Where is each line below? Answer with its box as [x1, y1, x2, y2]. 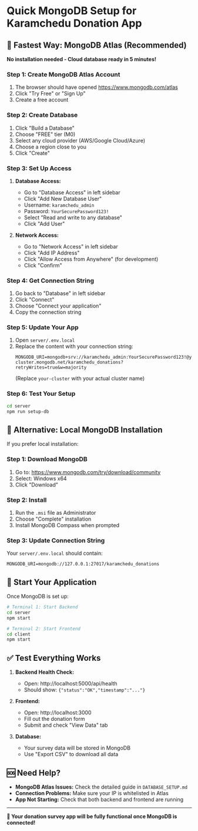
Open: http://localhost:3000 [24, 709, 92, 716]
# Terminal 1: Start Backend [6, 604, 78, 610]
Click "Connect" [15, 296, 55, 303]
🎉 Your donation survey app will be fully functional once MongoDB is [6, 813, 177, 820]
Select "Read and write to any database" [24, 214, 123, 221]
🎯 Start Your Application [6, 577, 97, 587]
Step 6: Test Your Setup [6, 390, 76, 398]
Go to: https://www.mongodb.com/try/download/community [15, 468, 161, 475]
